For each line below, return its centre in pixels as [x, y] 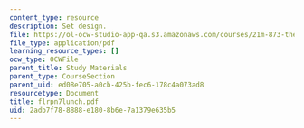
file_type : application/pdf [62, 43]
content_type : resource [54, 18]
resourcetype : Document [54, 93]
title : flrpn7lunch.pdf [54, 101]
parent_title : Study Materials [68, 69]
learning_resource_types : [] [64, 51]
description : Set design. [58, 26]
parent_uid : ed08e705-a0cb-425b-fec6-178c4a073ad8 [107, 85]
